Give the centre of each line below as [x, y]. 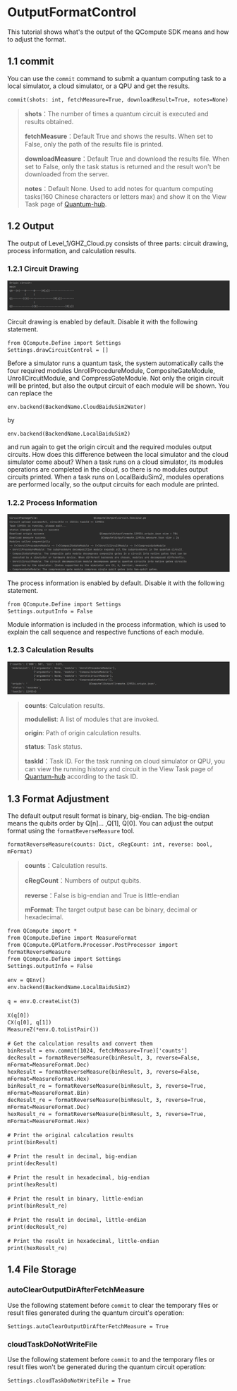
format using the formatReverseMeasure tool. [71, 831]
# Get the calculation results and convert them [80, 1043]
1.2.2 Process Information [52, 503]
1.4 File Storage [42, 1270]
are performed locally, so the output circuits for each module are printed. [113, 484]
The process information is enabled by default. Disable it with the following [116, 583]
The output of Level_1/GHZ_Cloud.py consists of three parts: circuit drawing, [118, 243]
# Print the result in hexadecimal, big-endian [79, 1177]
